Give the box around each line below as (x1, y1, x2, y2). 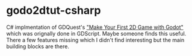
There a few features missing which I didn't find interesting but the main (6, 36, 185, 43)
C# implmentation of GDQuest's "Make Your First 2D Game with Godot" (6, 23, 184, 31)
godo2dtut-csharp (6, 4, 101, 17)
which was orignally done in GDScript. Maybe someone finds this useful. (6, 30, 187, 37)
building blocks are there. (6, 43, 70, 50)
